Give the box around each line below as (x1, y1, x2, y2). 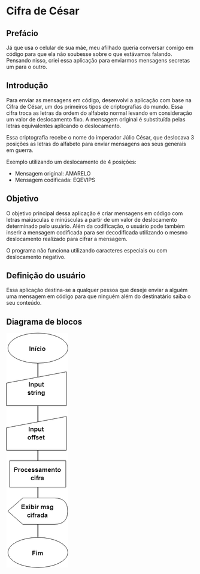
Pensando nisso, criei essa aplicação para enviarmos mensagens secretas (6, 57, 190, 64)
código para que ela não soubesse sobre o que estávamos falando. (6, 50, 172, 58)
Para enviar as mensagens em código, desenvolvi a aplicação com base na (6, 96, 192, 103)
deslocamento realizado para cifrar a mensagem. (6, 235, 128, 242)
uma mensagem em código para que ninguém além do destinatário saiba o (6, 293, 191, 300)
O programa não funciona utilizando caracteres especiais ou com (6, 246, 168, 254)
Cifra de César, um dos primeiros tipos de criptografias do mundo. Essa (6, 103, 183, 110)
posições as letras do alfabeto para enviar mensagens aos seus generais (6, 140, 187, 147)
